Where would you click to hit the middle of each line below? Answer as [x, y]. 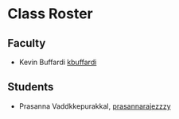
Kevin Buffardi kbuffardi [58, 62]
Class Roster [50, 14]
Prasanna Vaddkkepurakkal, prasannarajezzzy [95, 106]
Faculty [27, 43]
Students [31, 87]
